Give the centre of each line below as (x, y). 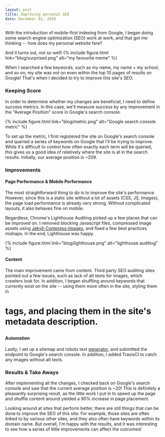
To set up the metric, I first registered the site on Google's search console (80, 136)
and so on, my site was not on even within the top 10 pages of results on (78, 73)
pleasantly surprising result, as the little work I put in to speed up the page (81, 394)
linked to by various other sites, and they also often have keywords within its (82, 419)
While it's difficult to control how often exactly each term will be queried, (79, 147)
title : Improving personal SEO (37, 14)
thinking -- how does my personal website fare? (54, 43)
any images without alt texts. (34, 359)
